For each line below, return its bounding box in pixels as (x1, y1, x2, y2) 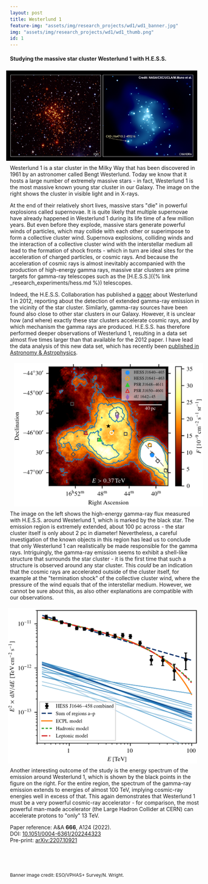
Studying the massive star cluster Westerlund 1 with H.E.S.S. (10, 55, 167, 62)
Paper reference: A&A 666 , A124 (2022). (10, 824, 112, 831)
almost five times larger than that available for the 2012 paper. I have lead (10, 336, 193, 343)
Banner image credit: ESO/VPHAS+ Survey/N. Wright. (10, 871, 124, 878)
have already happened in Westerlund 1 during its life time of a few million (10, 214, 194, 221)
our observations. (10, 594, 54, 601)
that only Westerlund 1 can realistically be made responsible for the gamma (10, 542, 198, 550)
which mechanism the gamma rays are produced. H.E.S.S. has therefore (10, 323, 190, 330)
